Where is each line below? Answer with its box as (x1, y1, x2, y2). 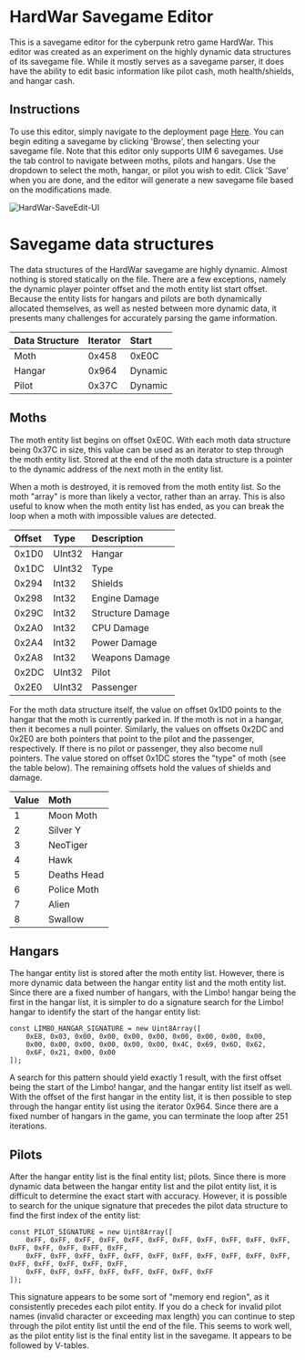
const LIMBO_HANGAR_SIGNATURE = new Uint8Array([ (9, 1024, 202, 1033)
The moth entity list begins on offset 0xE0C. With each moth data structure (9, 434, 291, 445)
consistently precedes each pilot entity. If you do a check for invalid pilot (9, 1302, 282, 1313)
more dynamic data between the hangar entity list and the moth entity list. (9, 978, 287, 989)
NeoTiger (48, 838, 88, 851)
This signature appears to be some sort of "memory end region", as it (9, 1292, 270, 1303)
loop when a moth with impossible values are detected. (9, 510, 217, 521)
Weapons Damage (91, 650, 171, 663)
